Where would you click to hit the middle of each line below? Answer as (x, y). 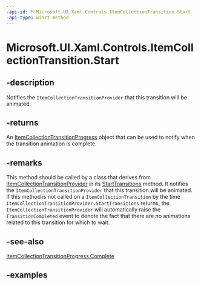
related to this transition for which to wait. (58, 222)
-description (30, 83)
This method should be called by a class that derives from (79, 178)
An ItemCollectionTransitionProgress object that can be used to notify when (100, 138)
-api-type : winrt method (38, 18)
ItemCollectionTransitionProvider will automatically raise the (84, 210)
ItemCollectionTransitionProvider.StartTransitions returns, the (88, 203)
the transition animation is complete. (51, 144)
